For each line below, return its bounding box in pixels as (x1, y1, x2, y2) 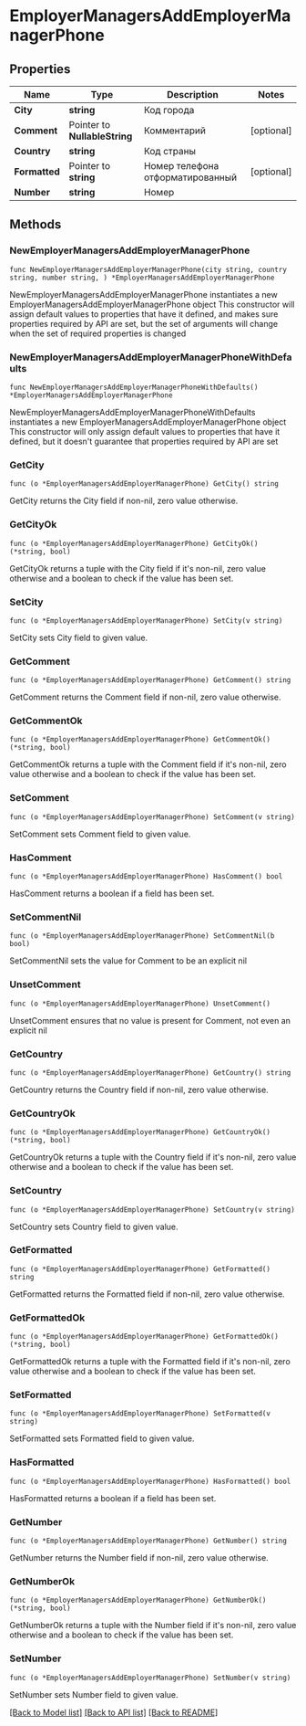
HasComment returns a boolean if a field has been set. (9, 888, 215, 900)
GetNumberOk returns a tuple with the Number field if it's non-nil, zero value (9, 1620, 297, 1631)
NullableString (68, 130, 133, 142)
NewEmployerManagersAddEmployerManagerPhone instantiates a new (9, 289, 278, 300)
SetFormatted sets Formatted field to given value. (9, 1433, 195, 1444)
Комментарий (144, 124, 207, 137)
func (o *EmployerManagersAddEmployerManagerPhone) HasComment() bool (9, 872, 283, 881)
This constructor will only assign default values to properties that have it (9, 426, 280, 437)
